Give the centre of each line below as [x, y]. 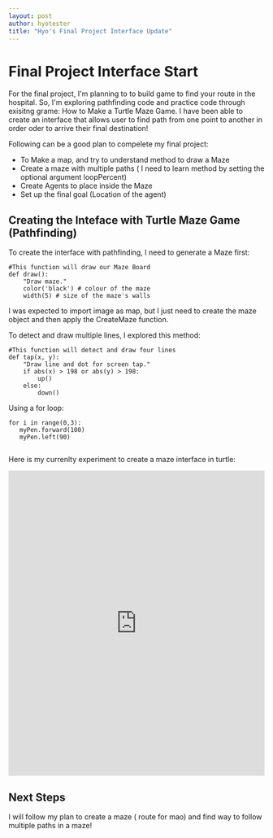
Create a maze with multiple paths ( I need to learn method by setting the [142, 168]
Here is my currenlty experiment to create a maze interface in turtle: [122, 460]
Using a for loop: [36, 408]
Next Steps [37, 797]
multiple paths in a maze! [50, 825]
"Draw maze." [45, 282]
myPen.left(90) [45, 437]
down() [49, 393]
